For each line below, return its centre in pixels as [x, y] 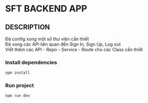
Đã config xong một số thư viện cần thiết [47, 39]
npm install [17, 73]
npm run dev [17, 96]
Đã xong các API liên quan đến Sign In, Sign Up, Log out [63, 44]
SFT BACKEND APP [46, 9]
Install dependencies [31, 62]
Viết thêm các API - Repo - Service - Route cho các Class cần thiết [74, 50]
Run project [19, 86]
